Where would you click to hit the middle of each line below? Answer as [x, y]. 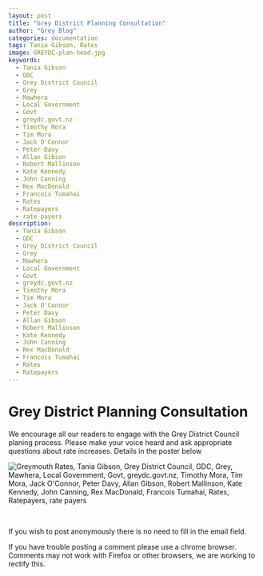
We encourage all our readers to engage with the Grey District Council [124, 434]
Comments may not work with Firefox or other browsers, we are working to [132, 555]
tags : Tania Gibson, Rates [53, 46]
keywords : [25, 61]
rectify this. [27, 563]
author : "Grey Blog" [43, 30]
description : [30, 224]
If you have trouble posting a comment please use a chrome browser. [123, 546]
